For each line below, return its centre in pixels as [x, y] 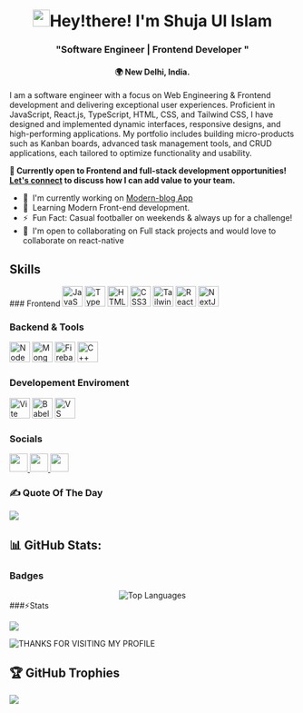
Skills [25, 269]
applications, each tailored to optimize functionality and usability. [131, 153]
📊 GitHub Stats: [56, 545]
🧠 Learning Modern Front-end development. [106, 208]
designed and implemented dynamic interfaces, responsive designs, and [145, 124]
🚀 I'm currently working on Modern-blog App [108, 198]
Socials [26, 439]
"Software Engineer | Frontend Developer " [152, 50]
